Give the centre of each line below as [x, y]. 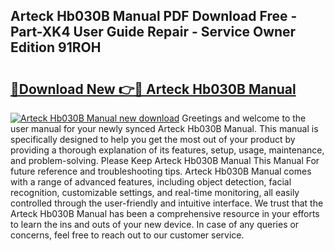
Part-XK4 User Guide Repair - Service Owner [153, 32]
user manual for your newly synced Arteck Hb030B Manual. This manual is [164, 128]
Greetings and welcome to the [244, 118]
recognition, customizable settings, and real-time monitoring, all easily [155, 192]
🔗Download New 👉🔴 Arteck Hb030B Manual [153, 89]
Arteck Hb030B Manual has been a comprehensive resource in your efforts [165, 213]
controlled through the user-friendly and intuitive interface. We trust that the [167, 203]
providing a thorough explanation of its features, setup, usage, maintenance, [167, 150]
